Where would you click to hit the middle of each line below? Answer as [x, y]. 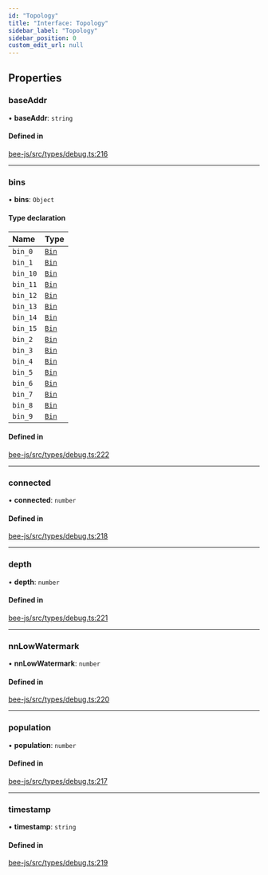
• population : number [42, 745]
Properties [35, 78]
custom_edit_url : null [46, 46]
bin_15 [25, 328]
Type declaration [37, 217]
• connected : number [42, 500]
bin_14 [25, 317]
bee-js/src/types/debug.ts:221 [58, 618]
